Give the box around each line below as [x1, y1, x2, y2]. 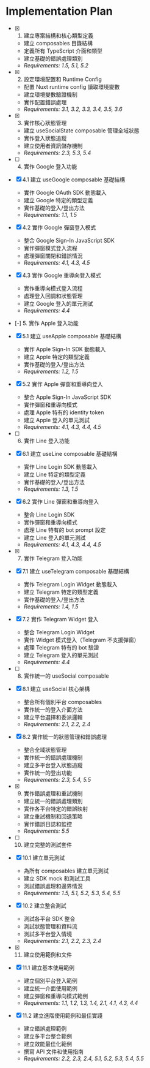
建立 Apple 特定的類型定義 [23, 353, 90, 360]
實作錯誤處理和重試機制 [23, 789, 83, 797]
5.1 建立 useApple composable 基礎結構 [22, 332, 121, 339]
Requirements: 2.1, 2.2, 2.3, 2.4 [23, 937, 102, 944]
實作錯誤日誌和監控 [23, 820, 73, 828]
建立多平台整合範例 [23, 1032, 73, 1040]
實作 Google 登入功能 [23, 162, 77, 170]
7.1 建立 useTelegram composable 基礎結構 [22, 567, 129, 575]
